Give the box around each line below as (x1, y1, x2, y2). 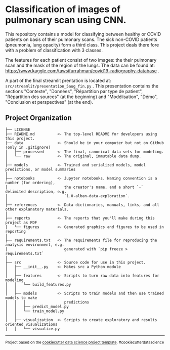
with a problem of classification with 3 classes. (5, 47, 103, 53)
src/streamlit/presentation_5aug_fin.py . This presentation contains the (5, 82, 158, 89)
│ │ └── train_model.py (5, 309, 65, 314)
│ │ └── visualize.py (5, 326, 60, 331)
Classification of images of (5, 4, 120, 15)
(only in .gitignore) (5, 145, 51, 150)
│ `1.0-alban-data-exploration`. (5, 193, 130, 198)
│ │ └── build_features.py (5, 282, 71, 287)
